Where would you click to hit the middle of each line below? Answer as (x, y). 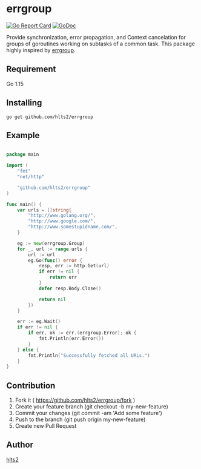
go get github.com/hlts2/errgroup (50, 117)
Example (23, 135)
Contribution (31, 386)
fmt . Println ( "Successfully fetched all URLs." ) (89, 355)
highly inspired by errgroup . (41, 50)
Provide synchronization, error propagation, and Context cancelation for (96, 37)
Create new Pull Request (46, 426)
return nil (52, 299)
